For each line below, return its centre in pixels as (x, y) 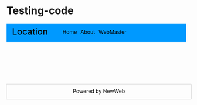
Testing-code (40, 11)
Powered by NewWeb (99, 91)
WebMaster (113, 32)
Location (30, 32)
